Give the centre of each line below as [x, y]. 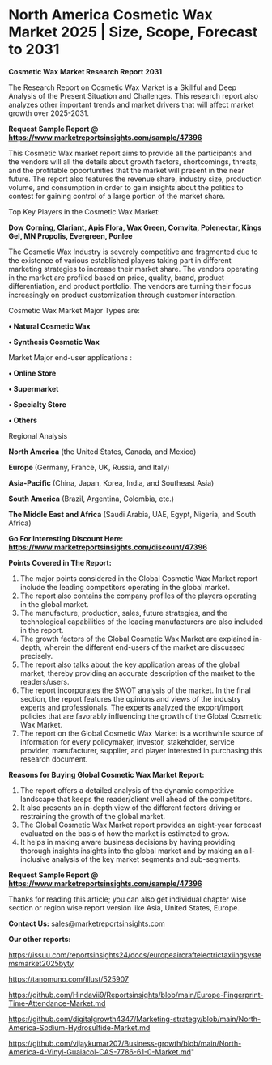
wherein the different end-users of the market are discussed [144, 647]
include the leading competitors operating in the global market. [125, 587]
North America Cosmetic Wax [110, 15]
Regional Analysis [38, 435]
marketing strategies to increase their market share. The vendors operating [134, 269]
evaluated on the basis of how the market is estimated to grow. [125, 833]
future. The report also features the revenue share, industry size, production [136, 179]
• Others [23, 420]
